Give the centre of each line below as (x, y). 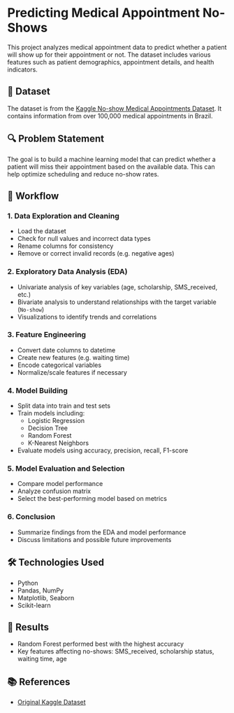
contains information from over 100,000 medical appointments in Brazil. (110, 116)
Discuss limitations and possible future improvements (94, 539)
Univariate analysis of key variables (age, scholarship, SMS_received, (117, 287)
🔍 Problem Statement (56, 139)
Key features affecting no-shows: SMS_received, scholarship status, (116, 651)
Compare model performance (60, 484)
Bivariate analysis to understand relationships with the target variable (117, 302)
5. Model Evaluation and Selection (66, 469)
